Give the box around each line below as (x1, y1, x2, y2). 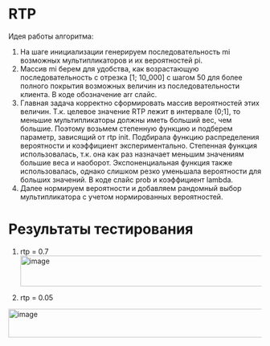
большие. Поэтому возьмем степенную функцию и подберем (19, 124, 233, 133)
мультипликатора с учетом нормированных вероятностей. (19, 192, 223, 201)
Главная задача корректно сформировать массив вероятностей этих (19, 98, 260, 108)
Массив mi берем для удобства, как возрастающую (19, 63, 199, 73)
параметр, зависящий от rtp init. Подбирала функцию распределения (19, 132, 260, 141)
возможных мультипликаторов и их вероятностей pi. (19, 55, 203, 65)
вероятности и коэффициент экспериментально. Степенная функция (19, 140, 257, 150)
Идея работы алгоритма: (8, 31, 94, 41)
